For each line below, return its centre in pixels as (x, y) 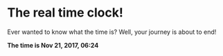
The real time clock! (65, 13)
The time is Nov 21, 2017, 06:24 (53, 45)
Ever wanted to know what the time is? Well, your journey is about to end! (112, 32)
